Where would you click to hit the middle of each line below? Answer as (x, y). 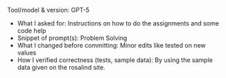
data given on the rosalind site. (61, 67)
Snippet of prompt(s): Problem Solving (72, 38)
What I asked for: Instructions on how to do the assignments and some (118, 23)
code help (32, 31)
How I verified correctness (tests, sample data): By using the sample (115, 60)
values (27, 52)
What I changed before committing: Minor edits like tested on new (111, 45)
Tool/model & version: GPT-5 (49, 10)
